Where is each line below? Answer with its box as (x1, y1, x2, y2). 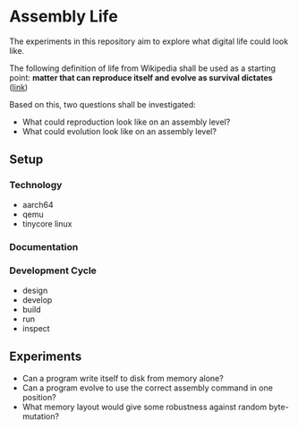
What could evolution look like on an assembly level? (21, 125, 217, 136)
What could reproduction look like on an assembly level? (21, 116, 231, 127)
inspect (21, 322, 51, 333)
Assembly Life (9, 6, 118, 27)
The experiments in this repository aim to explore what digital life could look (9, 36, 289, 47)
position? (21, 391, 56, 402)
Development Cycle (9, 264, 97, 277)
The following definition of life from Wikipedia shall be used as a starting (9, 63, 276, 73)
